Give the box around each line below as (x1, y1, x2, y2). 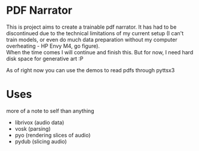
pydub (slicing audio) (14, 138, 67, 145)
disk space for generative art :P (6, 55, 84, 62)
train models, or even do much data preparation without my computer (6, 36, 177, 43)
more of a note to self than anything (6, 107, 94, 114)
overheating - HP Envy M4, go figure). (6, 42, 100, 50)
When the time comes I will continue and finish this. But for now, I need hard (6, 48, 194, 56)
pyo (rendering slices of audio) (14, 131, 91, 138)
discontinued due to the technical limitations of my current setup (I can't (6, 29, 184, 36)
